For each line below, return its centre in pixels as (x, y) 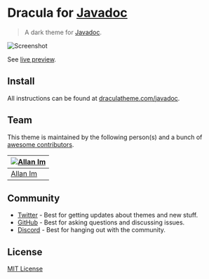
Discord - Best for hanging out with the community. (92, 230)
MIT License (25, 269)
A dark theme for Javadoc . (63, 32)
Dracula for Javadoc (67, 13)
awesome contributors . (41, 144)
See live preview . (32, 59)
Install (21, 81)
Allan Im (24, 173)
